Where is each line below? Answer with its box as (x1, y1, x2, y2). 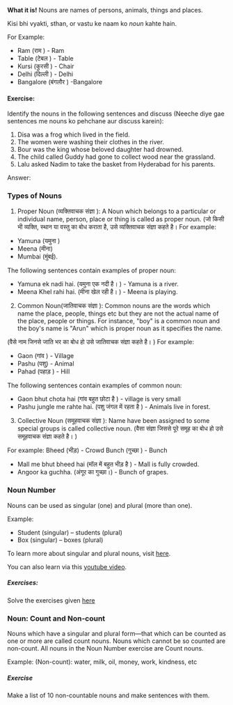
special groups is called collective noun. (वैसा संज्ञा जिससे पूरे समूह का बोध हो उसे (17, 424, 224, 433)
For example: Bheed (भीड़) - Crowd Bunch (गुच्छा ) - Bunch (7, 446, 168, 454)
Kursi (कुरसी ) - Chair (17, 62, 74, 70)
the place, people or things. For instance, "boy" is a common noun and (17, 316, 220, 325)
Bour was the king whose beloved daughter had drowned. (17, 146, 184, 154)
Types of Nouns (7, 191, 63, 201)
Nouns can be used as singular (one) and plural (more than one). (7, 501, 193, 509)
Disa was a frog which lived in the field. (17, 130, 130, 139)
